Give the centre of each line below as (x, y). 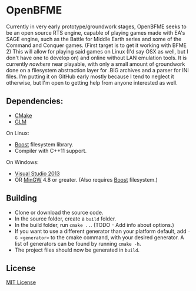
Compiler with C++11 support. (51, 150)
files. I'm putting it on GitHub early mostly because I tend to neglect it (90, 76)
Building (21, 198)
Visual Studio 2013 (37, 173)
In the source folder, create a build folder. (65, 219)
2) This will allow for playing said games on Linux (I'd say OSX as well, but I (97, 51)
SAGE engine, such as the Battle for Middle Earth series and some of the (94, 39)
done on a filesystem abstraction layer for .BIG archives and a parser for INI (98, 70)
